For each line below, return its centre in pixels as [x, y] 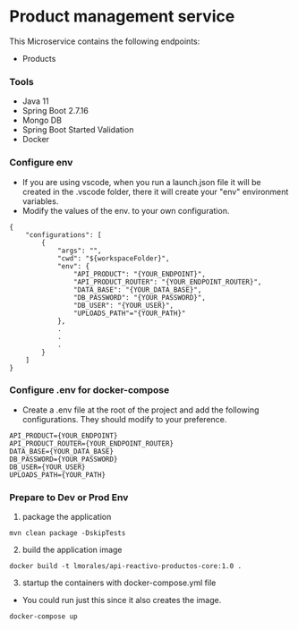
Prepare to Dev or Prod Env [69, 497]
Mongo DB [42, 120]
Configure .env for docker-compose [89, 390]
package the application [67, 517]
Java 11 [35, 101]
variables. [40, 201]
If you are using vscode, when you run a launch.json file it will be [141, 182]
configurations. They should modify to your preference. [124, 419]
